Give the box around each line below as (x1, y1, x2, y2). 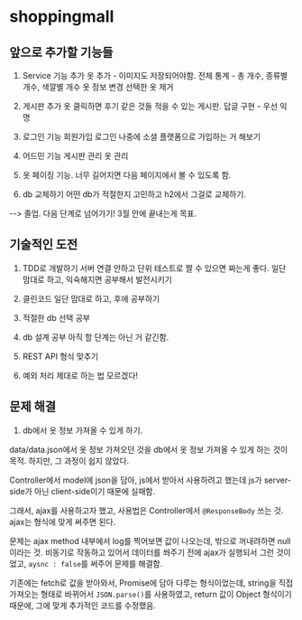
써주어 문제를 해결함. (89, 558, 163, 568)
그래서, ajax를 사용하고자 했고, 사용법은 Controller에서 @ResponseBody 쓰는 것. (9, 504, 284, 516)
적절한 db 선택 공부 (22, 312, 90, 323)
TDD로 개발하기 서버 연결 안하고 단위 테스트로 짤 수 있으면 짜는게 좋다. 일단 (22, 262, 287, 273)
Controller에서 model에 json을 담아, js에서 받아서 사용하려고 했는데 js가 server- (9, 474, 291, 485)
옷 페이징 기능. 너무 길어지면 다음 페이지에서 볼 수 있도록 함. (22, 170, 232, 180)
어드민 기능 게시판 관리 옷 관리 (22, 151, 129, 161)
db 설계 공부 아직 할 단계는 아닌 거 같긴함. (22, 332, 169, 343)
